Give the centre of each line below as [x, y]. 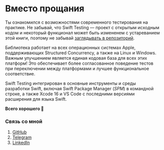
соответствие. [20, 74]
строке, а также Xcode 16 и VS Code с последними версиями [70, 94]
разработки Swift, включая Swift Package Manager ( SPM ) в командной [80, 88]
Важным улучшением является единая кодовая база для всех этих [76, 58]
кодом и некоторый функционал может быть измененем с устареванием [82, 33]
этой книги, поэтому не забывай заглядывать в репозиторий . [70, 38]
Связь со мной [24, 121]
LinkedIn [21, 143]
